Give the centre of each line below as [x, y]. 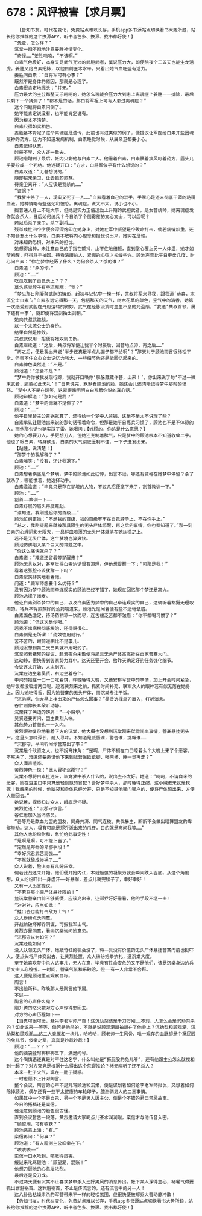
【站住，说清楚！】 [35, 448]
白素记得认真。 [30, 146]
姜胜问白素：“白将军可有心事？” [49, 75]
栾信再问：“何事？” [35, 1137]
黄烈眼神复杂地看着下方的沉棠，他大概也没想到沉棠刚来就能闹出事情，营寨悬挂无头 [102, 731]
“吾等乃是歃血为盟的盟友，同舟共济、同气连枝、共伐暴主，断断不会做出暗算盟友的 [101, 821]
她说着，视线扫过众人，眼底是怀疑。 [52, 802]
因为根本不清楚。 [32, 120]
